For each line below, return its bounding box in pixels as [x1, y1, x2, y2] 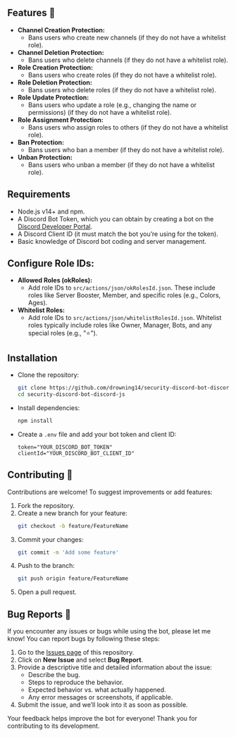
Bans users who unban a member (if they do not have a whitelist [27, 160, 215, 169]
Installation [7, 352, 58, 364]
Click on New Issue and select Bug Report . [17, 656, 144, 664]
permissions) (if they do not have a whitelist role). [27, 108, 172, 116]
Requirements [7, 188, 70, 201]
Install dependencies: [17, 404, 80, 412]
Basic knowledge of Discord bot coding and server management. [17, 237, 206, 245]
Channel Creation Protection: [17, 25, 106, 34]
